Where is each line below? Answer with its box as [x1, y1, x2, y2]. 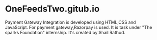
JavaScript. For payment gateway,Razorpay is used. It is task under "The [5, 24, 152, 30]
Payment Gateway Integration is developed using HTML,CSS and [5, 19, 136, 25]
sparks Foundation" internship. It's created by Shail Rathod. [5, 29, 126, 35]
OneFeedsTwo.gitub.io [5, 3, 100, 14]
